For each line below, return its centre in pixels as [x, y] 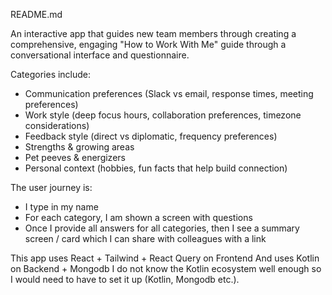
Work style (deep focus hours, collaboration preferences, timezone [163, 115]
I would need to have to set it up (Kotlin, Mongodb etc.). [125, 279]
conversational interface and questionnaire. [100, 55]
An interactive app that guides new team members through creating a [153, 33]
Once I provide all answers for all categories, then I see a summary [162, 228]
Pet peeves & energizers [75, 157]
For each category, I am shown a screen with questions [138, 217]
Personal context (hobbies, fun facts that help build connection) [156, 168]
